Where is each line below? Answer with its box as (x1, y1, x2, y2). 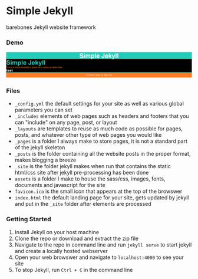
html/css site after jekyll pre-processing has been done (14, 169, 149, 176)
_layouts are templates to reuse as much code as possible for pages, (14, 125, 183, 132)
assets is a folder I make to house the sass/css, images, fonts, (14, 175, 166, 182)
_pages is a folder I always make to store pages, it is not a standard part (14, 137, 187, 145)
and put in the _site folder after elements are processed (14, 201, 151, 208)
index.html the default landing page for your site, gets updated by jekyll (14, 194, 189, 201)
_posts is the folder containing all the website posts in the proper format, (14, 150, 191, 157)
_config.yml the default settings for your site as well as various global (14, 100, 184, 107)
